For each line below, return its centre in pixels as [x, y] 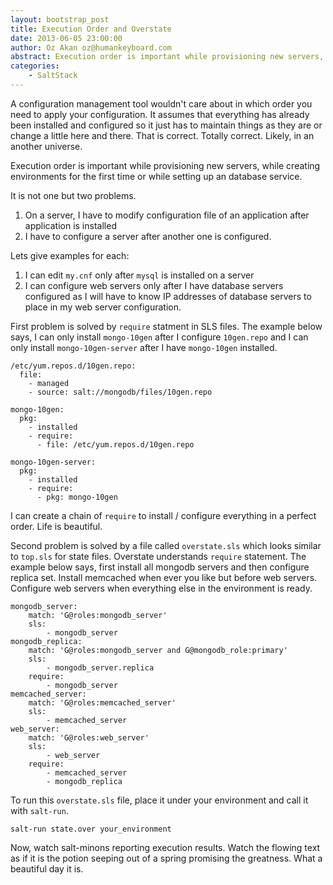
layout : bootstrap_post [60, 19]
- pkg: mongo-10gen [77, 497]
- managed [49, 383]
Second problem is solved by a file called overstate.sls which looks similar [166, 545]
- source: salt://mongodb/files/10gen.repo [120, 392]
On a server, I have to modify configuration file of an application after [167, 215]
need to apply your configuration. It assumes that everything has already [160, 114]
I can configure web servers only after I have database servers [154, 285]
